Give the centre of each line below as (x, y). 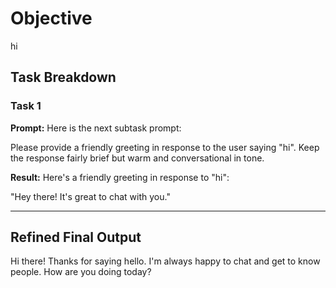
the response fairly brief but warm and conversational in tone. (137, 158)
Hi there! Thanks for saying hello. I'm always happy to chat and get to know (165, 261)
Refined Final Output (76, 237)
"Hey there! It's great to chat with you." (90, 196)
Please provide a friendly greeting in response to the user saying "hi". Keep (165, 147)
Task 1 (26, 106)
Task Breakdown (63, 77)
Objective (51, 18)
